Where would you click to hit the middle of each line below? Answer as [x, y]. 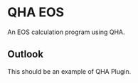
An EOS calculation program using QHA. [66, 32]
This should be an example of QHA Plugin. [69, 71]
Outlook [26, 54]
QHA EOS [36, 12]
